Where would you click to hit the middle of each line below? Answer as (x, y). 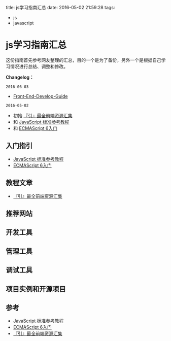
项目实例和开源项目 (36, 289)
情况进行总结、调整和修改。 (39, 66)
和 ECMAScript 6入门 (35, 128)
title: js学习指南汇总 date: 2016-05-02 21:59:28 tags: (60, 7)
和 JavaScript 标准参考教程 (41, 122)
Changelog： (20, 77)
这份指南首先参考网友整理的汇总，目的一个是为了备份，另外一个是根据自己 (83, 60)
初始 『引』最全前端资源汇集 (43, 115)
